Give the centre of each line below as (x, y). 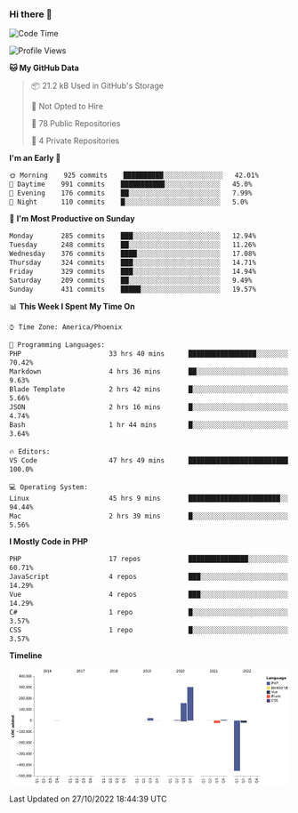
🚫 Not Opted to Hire (67, 107)
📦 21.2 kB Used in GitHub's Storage (97, 86)
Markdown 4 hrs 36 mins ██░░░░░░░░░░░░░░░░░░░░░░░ (149, 372)
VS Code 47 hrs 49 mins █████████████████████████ (149, 461)
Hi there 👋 (31, 14)
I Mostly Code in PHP (49, 542)
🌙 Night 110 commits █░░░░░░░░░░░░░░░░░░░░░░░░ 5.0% (129, 202)
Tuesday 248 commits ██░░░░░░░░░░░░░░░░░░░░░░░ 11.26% (133, 245)
